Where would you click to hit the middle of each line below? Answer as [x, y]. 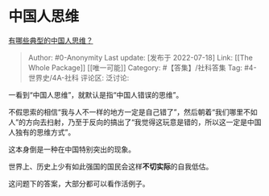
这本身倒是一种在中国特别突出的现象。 [72, 149]
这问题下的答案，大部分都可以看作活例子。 [79, 183]
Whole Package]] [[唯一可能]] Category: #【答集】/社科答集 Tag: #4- [142, 67]
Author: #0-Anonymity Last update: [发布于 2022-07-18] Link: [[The [141, 57]
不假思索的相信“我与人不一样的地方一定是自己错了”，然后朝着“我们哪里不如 [133, 112]
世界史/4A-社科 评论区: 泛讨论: [79, 77]
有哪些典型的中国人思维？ [51, 40]
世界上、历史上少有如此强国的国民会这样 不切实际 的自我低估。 [111, 166]
